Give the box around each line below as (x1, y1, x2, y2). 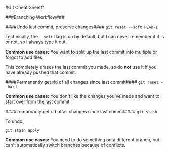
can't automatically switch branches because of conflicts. (5, 142, 125, 148)
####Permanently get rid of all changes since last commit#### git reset (5, 79, 159, 85)
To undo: (5, 118, 24, 124)
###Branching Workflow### (5, 14, 65, 20)
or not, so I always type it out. (5, 39, 67, 45)
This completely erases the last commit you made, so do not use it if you (5, 64, 157, 70)
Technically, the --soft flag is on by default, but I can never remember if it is (5, 34, 164, 39)
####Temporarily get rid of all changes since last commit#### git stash (5, 109, 158, 114)
